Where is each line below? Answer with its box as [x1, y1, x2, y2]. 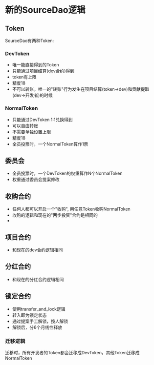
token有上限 [12, 74, 37, 80]
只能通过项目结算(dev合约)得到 [12, 68, 75, 74]
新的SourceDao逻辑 [5, 4, 86, 16]
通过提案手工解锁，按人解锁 [12, 318, 68, 324]
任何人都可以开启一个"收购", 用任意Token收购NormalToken [12, 206, 131, 212]
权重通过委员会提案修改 [12, 177, 60, 182]
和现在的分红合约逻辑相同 [12, 276, 64, 282]
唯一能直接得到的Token [12, 62, 59, 68]
